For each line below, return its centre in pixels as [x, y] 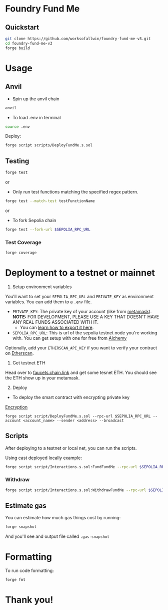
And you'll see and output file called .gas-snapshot [57, 536]
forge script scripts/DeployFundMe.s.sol [49, 145]
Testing [17, 161]
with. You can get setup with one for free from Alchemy [69, 338]
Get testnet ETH [29, 363]
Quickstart [22, 27]
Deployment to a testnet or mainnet [80, 273]
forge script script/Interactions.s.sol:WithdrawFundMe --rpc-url [76, 490]
